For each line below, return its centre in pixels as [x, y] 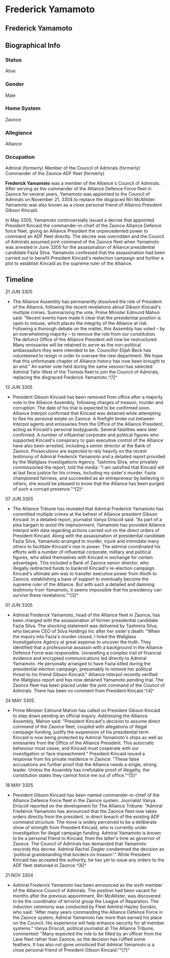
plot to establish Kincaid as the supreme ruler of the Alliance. [69, 264]
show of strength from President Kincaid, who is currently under [80, 828]
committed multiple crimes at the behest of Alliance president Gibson [85, 514]
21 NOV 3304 [19, 875]
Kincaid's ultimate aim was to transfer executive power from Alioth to [85, 574]
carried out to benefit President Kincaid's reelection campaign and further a [84, 258]
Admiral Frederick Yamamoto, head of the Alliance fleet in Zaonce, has [86, 615]
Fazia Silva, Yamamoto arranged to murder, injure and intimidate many [86, 541]
